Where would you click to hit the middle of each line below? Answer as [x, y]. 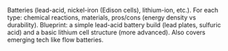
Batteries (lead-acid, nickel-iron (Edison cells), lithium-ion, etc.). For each [113, 10]
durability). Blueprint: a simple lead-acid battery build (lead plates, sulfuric [114, 25]
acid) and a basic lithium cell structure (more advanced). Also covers [106, 32]
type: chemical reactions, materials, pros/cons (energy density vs [102, 17]
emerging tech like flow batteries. [55, 40]
